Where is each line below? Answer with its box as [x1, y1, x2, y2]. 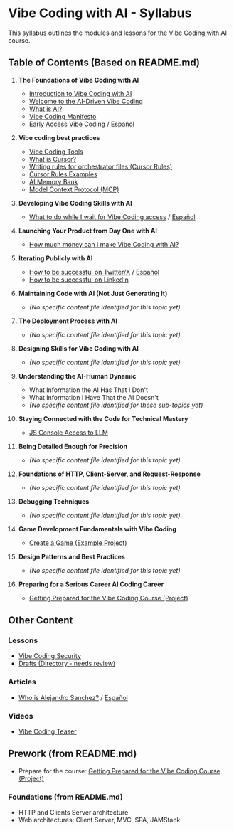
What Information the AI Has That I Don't [28, 386, 149, 394]
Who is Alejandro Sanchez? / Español [18, 693, 129, 702]
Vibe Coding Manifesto [28, 112, 97, 120]
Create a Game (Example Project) [28, 539, 127, 547]
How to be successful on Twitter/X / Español [28, 268, 159, 276]
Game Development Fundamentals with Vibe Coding [18, 524, 176, 533]
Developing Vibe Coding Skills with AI [18, 199, 132, 207]
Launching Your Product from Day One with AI [18, 226, 157, 235]
